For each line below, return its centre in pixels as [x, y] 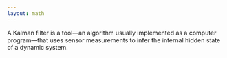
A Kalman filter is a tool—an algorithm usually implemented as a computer [112, 33]
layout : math [26, 13]
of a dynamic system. [38, 47]
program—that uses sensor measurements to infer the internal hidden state [114, 40]
